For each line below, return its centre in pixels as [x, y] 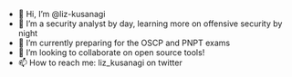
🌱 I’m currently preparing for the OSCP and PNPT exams [124, 43]
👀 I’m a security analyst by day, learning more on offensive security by [150, 24]
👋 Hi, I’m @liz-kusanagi [62, 14]
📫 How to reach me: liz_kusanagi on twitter [100, 63]
